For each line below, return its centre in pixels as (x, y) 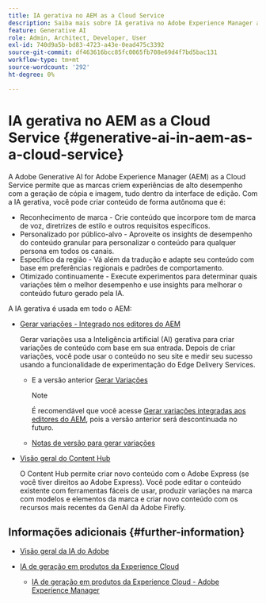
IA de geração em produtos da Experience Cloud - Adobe (125, 582)
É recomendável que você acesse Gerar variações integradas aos (139, 410)
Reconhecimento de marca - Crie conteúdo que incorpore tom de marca (137, 217)
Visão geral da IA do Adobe (64, 551)
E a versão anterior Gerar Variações (89, 380)
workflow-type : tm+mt (44, 60)
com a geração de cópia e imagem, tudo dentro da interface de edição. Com (133, 193)
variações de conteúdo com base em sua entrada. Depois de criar (127, 348)
